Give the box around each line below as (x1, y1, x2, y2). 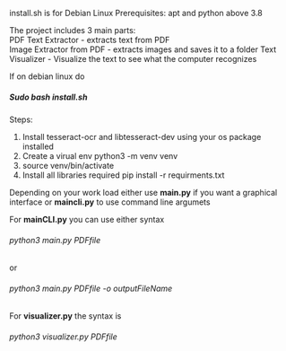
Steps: (9, 114, 33, 125)
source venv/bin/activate (22, 160, 115, 171)
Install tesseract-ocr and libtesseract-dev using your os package (22, 131, 262, 142)
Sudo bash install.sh (9, 92, 88, 102)
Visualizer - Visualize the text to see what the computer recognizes (9, 54, 257, 64)
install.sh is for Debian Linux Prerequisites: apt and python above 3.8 (9, 8, 263, 18)
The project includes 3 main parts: (9, 25, 136, 35)
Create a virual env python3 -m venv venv (22, 150, 178, 161)
